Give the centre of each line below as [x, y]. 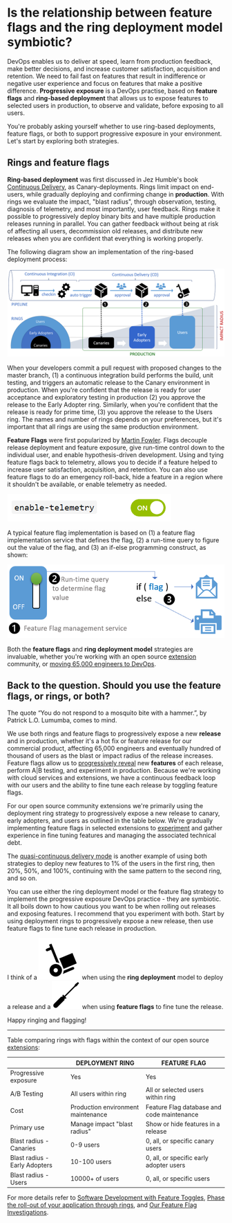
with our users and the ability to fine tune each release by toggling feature [113, 785]
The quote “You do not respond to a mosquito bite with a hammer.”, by [107, 713]
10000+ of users [95, 1179]
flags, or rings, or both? [59, 696]
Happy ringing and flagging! [47, 1020]
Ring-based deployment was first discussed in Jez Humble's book [103, 179]
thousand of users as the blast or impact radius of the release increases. [110, 756]
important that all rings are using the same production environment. [103, 427]
